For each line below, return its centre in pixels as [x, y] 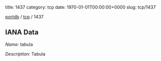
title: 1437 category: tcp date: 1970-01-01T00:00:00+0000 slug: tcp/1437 [80, 7]
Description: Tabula [25, 54]
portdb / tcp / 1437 [25, 17]
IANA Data [22, 32]
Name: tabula [19, 44]
